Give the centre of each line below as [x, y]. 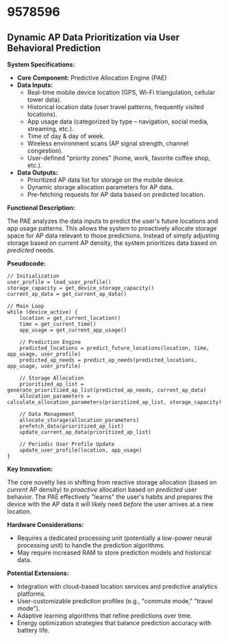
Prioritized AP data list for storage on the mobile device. [106, 180]
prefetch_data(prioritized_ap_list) [72, 426]
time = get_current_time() [58, 324]
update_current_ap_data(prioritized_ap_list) [86, 432]
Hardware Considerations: [46, 525]
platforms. [31, 594]
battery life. [33, 630]
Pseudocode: [27, 264]
